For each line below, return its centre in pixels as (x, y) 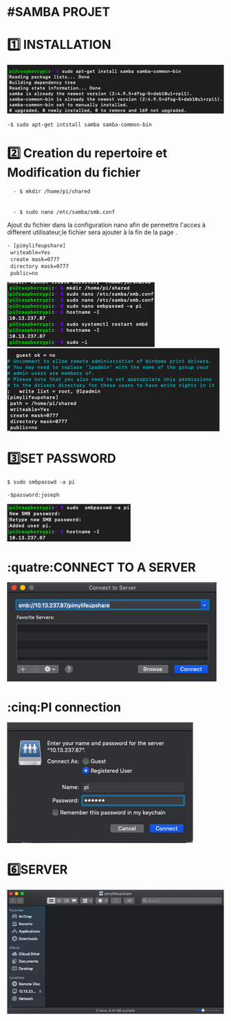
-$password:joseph (33, 495)
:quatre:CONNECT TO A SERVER (101, 567)
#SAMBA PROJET (59, 12)
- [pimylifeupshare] (37, 246)
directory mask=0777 (40, 267)
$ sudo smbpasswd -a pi (41, 482)
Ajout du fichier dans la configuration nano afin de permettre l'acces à (107, 225)
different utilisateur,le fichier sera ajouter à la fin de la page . (92, 232)
